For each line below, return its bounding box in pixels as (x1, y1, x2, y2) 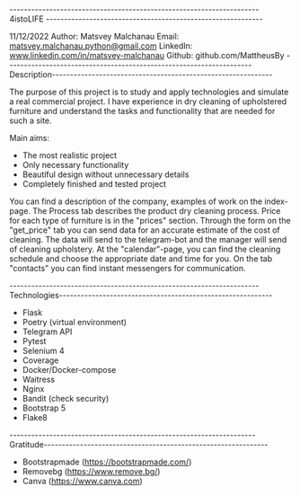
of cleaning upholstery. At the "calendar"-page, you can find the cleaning (9, 243, 281, 254)
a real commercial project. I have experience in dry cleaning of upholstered (9, 96, 287, 107)
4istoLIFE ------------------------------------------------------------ (9, 13, 263, 24)
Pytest (22, 336, 47, 346)
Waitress (22, 374, 56, 385)
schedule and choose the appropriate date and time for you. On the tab (9, 253, 273, 264)
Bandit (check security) (22, 393, 110, 403)
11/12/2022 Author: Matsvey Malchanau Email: (9, 31, 180, 41)
